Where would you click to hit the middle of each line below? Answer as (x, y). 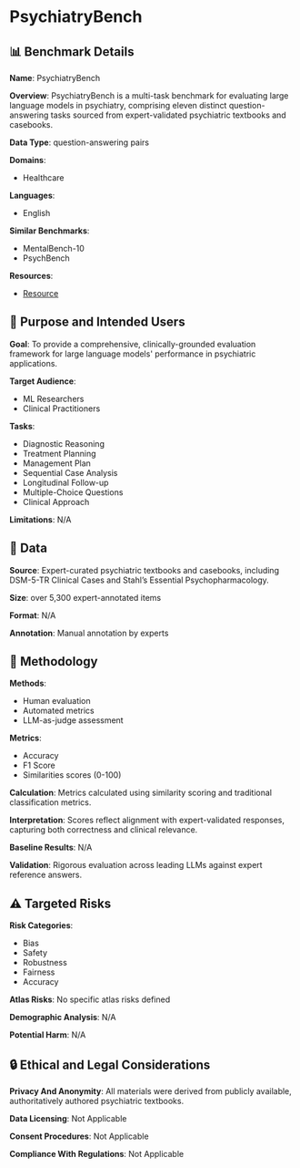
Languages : (32, 195)
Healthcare (44, 178)
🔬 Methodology (54, 662)
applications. (33, 363)
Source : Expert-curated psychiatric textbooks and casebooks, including (145, 570)
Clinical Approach (56, 501)
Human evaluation (56, 701)
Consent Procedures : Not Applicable (79, 1136)
